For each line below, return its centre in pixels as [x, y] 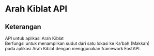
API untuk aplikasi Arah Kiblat [34, 38]
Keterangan [23, 27]
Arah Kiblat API [36, 9]
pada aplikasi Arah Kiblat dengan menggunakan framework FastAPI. [73, 49]
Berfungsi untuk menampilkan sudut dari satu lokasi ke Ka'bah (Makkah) [77, 43]
